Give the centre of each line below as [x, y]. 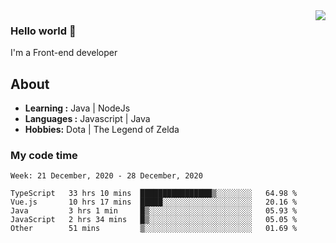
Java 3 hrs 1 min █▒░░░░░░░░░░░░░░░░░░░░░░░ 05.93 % [154, 211]
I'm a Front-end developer [64, 53]
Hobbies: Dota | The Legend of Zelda [102, 130]
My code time [44, 156]
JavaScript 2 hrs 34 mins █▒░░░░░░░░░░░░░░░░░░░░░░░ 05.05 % [154, 220]
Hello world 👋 [43, 31]
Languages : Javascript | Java [87, 119]
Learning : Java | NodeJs [77, 108]
